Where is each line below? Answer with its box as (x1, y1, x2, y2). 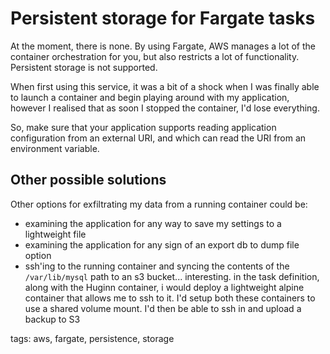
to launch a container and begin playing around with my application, (10, 91, 290, 103)
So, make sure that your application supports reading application (10, 121, 277, 133)
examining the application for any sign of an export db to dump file (24, 238, 300, 251)
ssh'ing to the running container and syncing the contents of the (24, 260, 290, 272)
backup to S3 (24, 313, 81, 325)
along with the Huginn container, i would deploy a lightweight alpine (24, 281, 305, 293)
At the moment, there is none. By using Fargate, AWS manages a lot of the (10, 40, 316, 52)
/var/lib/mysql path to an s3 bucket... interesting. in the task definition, (24, 270, 320, 282)
